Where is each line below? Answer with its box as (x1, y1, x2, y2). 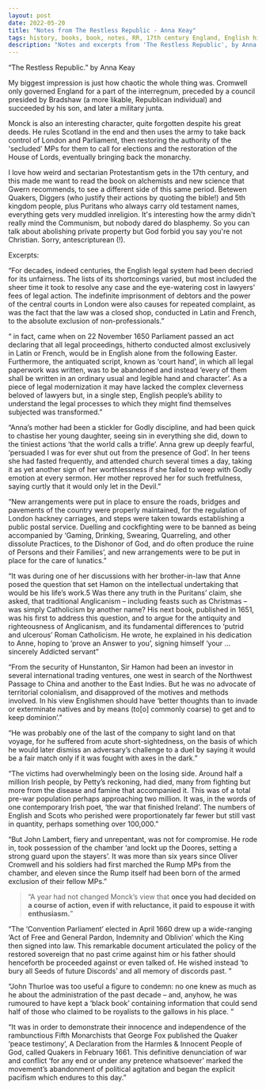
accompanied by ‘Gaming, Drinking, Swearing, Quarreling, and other (8, 531, 231, 540)
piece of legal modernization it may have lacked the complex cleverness (8, 382, 244, 392)
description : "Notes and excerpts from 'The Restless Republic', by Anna (8, 41, 257, 49)
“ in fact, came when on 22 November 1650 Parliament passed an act (8, 332, 234, 341)
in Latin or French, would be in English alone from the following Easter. (8, 349, 237, 358)
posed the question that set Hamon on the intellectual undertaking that (8, 580, 239, 589)
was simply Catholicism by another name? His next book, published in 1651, (8, 605, 255, 615)
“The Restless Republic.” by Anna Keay (8, 63, 136, 72)
